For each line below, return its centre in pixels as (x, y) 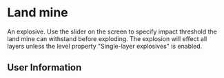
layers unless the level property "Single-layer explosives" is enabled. (105, 46)
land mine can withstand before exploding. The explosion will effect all (107, 38)
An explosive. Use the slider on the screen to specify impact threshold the (112, 31)
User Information (44, 67)
